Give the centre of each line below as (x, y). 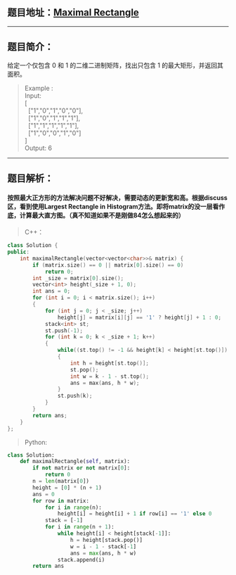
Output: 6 (38, 148)
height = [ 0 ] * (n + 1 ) (67, 488)
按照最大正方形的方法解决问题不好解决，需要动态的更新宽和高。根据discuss (118, 197)
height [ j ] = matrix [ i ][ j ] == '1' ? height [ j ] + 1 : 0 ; (139, 317)
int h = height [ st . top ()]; (110, 363)
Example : (39, 88)
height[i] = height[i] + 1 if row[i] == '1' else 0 (135, 514)
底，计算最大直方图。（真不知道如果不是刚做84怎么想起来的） (96, 215)
